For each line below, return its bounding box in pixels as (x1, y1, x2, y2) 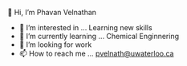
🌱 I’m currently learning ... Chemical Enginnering (18, 32, 180, 41)
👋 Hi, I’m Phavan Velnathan (7, 8, 97, 17)
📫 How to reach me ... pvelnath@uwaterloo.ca (18, 49, 174, 58)
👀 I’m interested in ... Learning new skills (18, 23, 153, 32)
